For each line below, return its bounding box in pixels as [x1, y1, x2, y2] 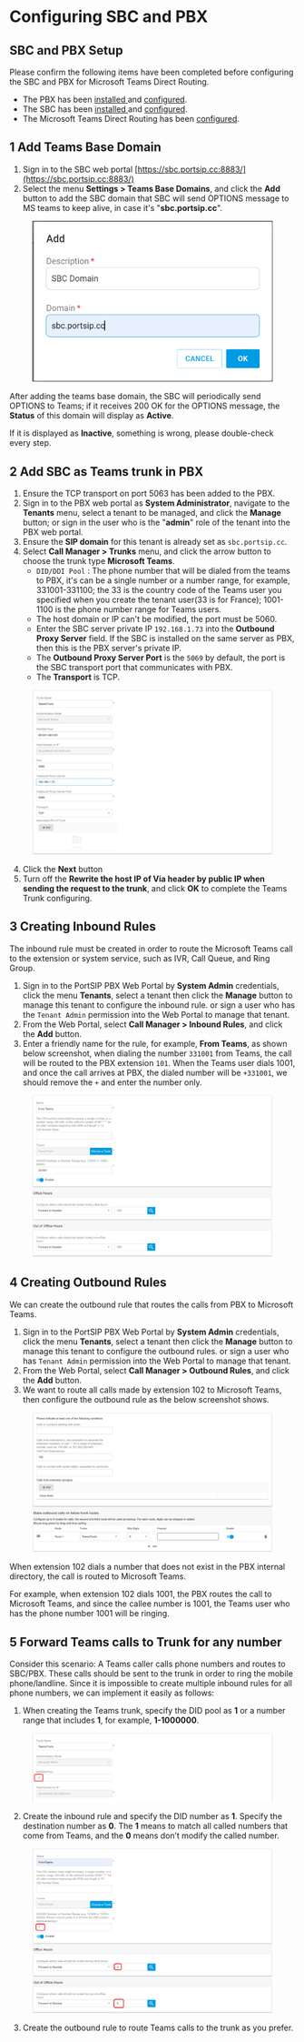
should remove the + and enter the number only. [22, 1076, 202, 1088]
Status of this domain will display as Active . [9, 410, 174, 421]
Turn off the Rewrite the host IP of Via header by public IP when [22, 873, 266, 884]
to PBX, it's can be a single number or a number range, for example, [35, 575, 290, 586]
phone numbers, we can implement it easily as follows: [9, 1687, 215, 1698]
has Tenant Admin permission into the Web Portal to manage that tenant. [22, 1355, 292, 1366]
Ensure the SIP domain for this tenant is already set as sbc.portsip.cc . [22, 536, 288, 547]
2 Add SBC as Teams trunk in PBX [9, 464, 204, 479]
